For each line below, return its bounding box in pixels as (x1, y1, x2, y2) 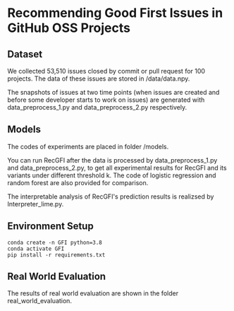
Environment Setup (7, 221, 94, 233)
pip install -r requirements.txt (7, 251, 106, 259)
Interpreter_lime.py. (7, 199, 64, 208)
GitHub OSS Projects (7, 20, 130, 36)
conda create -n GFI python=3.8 (7, 239, 102, 246)
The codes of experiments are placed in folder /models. (7, 142, 169, 151)
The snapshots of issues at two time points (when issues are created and (7, 88, 220, 96)
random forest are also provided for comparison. (7, 178, 149, 187)
